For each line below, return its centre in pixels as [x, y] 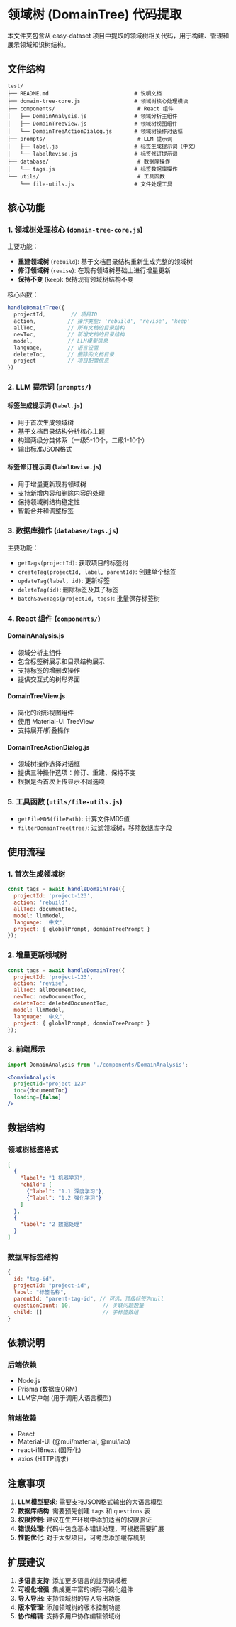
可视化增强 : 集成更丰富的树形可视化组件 [75, 1589]
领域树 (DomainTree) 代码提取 [95, 15]
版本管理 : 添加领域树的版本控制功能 [69, 1607]
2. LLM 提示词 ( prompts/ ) [50, 387]
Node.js [29, 1381]
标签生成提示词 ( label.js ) [45, 405]
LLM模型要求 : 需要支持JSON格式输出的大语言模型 [90, 1502]
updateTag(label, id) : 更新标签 [63, 580]
